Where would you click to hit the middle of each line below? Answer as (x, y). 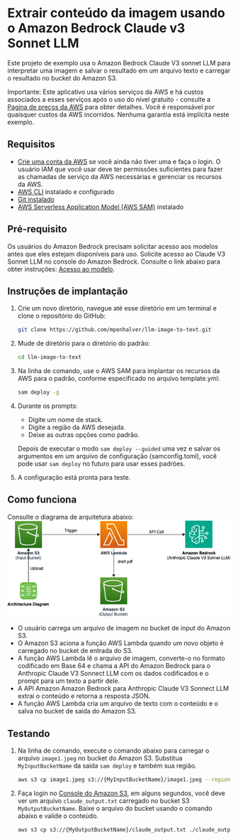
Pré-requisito (37, 229)
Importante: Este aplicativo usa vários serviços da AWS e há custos (106, 92)
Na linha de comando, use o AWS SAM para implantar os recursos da (119, 371)
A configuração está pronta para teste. (74, 477)
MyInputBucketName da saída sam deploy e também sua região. (107, 766)
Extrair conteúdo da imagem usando (116, 13)
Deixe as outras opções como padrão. (84, 435)
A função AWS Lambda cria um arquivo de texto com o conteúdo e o (118, 704)
